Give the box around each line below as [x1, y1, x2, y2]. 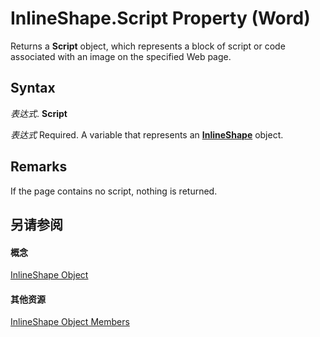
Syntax [10, 80, 56, 97]
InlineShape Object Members [10, 316, 130, 328]
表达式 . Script [10, 107, 68, 119]
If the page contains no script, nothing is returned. [10, 185, 218, 197]
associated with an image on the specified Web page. [10, 50, 232, 62]
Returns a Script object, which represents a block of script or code [10, 40, 286, 52]
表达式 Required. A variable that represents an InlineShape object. [10, 128, 284, 141]
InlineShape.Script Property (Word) [10, 7, 311, 30]
